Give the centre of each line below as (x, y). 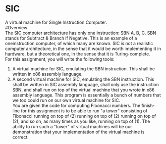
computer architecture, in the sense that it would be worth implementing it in (83, 48)
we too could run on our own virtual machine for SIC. (66, 100)
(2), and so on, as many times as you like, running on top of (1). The (81, 121)
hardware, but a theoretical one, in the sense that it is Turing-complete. (78, 54)
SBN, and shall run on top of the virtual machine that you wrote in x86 (83, 90)
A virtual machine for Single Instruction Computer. (56, 22)
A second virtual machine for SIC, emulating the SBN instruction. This (83, 79)
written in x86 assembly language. (47, 74)
